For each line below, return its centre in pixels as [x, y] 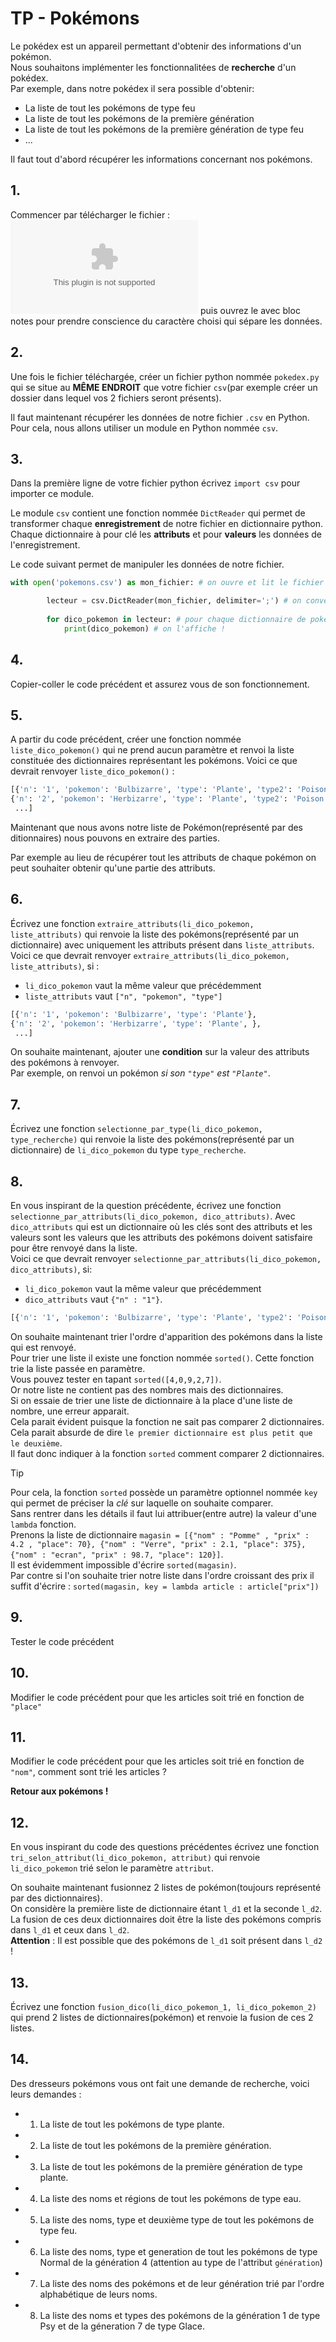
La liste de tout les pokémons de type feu [110, 108]
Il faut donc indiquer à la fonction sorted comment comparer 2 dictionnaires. [167, 1453]
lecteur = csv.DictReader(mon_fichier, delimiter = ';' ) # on [174, 601]
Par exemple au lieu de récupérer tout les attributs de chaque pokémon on [163, 857]
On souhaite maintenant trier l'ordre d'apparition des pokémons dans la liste [166, 1336]
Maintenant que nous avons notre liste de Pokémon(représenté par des [157, 827]
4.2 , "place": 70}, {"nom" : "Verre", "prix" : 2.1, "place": [145, 1544]
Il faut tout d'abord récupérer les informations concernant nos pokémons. [161, 159]
